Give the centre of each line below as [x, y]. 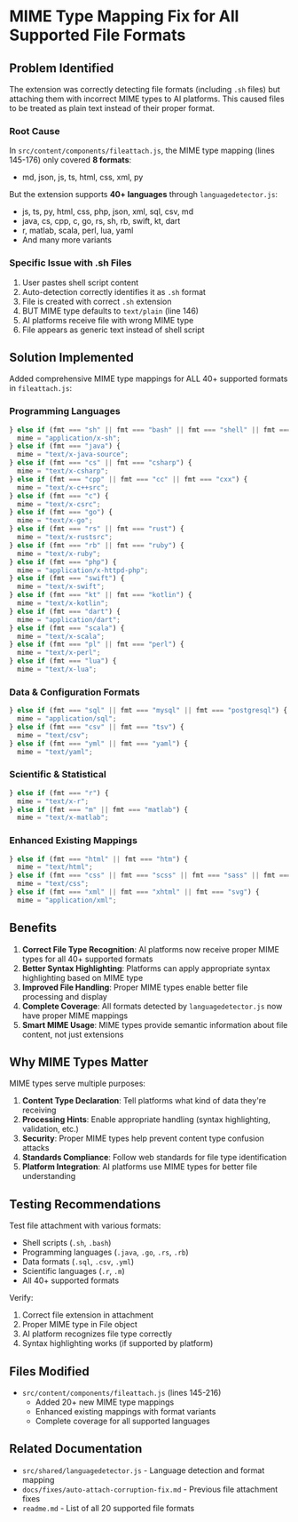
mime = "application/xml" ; [67, 900]
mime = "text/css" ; [53, 884]
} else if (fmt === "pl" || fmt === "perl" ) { [97, 645]
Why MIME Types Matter [79, 1062]
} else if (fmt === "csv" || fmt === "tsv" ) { [97, 727]
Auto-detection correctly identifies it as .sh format [114, 291]
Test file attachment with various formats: [85, 1226]
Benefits [33, 928]
